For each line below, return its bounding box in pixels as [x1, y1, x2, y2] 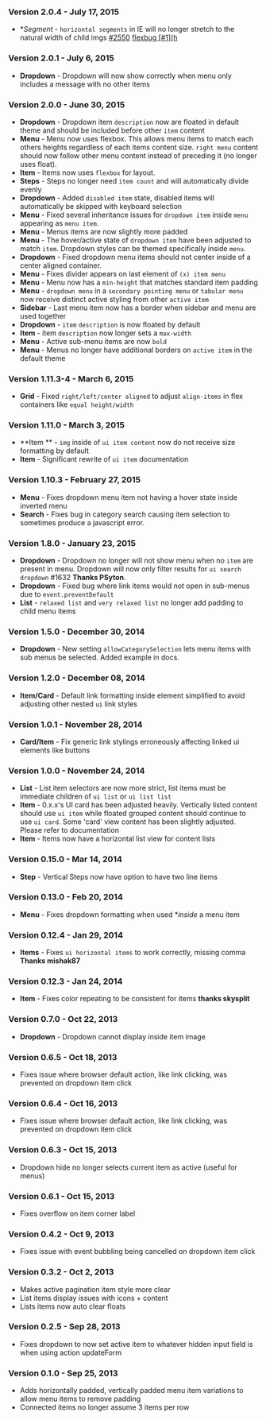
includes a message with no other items [19, 79, 151, 89]
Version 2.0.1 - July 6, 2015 [8, 52, 115, 64]
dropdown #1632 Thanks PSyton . [19, 573, 126, 582]
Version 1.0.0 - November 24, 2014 [8, 765, 145, 776]
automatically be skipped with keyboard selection [19, 201, 183, 211]
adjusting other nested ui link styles [19, 698, 137, 709]
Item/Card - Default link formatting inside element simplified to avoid [19, 691, 245, 700]
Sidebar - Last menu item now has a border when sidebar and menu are [19, 303, 256, 312]
